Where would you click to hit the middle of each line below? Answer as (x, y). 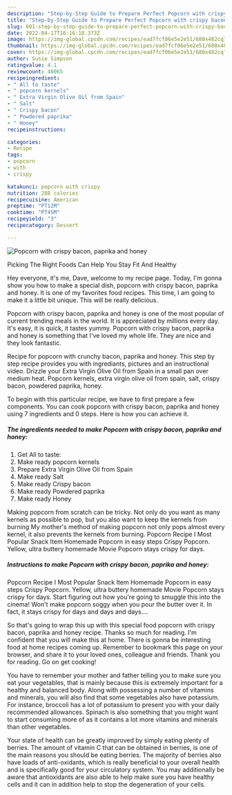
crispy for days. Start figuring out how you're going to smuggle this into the (114, 597)
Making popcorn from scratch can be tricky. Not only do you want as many (114, 512)
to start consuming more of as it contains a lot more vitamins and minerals (113, 719)
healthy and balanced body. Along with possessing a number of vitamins (110, 690)
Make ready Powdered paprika (61, 491)
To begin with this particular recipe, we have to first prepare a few (101, 399)
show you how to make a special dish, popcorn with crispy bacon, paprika (113, 285)
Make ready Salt (40, 476)
